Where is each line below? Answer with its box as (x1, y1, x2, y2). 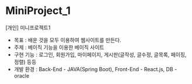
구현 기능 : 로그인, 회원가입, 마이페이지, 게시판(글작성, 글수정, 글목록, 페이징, (13, 51, 187, 58)
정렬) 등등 (13, 58, 37, 65)
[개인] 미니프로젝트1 (5, 24, 51, 31)
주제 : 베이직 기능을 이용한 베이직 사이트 (13, 44, 104, 51)
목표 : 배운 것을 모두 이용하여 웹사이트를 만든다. (13, 36, 122, 43)
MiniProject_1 (5, 4, 71, 17)
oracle (13, 72, 30, 79)
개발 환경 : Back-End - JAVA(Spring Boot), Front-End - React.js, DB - (13, 65, 177, 72)
